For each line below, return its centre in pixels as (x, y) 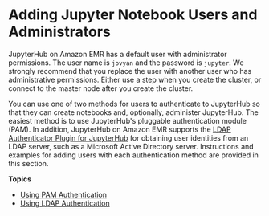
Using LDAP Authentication (65, 203)
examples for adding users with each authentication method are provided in (134, 155)
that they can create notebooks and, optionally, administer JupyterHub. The (133, 112)
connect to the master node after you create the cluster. (101, 88)
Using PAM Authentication (63, 194)
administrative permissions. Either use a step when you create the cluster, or (135, 79)
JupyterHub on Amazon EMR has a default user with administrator (118, 54)
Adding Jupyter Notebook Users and (133, 15)
